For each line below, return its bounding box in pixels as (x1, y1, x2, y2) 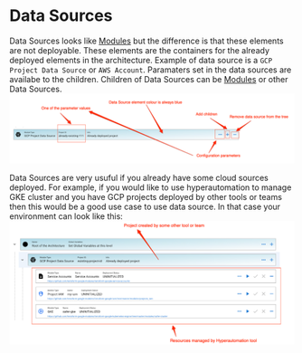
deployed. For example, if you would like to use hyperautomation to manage (9, 182, 292, 193)
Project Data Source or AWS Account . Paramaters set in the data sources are (9, 64, 292, 75)
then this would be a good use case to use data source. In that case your (9, 201, 281, 212)
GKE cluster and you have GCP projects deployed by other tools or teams (9, 191, 283, 202)
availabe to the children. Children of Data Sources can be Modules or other (9, 73, 288, 84)
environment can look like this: (9, 210, 124, 222)
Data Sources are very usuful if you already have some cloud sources (9, 172, 269, 183)
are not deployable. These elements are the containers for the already (9, 44, 269, 55)
